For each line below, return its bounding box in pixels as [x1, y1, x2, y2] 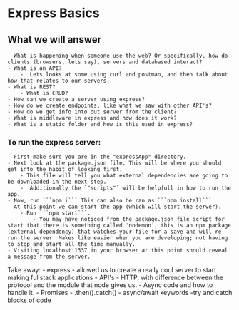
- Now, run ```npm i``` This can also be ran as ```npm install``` [7, 197, 213, 205]
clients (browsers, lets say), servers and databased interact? [7, 58, 203, 66]
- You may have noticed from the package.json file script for [33, 216, 225, 223]
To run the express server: [7, 137, 101, 147]
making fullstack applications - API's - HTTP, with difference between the [7, 273, 223, 282]
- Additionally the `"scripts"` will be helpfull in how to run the [20, 185, 232, 192]
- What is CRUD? [20, 90, 69, 97]
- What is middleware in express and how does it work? [7, 115, 177, 122]
